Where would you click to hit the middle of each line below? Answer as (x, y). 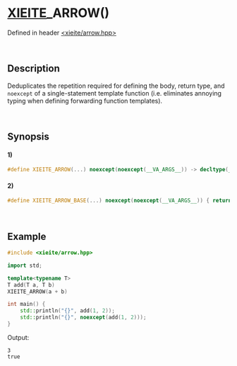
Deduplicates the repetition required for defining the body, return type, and (116, 86)
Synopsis (28, 137)
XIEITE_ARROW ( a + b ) (38, 292)
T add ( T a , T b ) (31, 285)
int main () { (26, 304)
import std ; (25, 265)
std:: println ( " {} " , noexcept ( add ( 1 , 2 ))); (83, 318)
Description (34, 69)
